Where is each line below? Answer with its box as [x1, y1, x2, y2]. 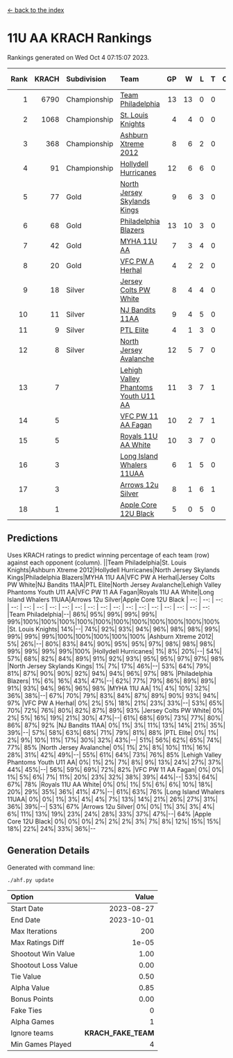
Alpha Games [10, 1016, 55, 1026]
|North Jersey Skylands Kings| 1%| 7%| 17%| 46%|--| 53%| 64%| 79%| [7, 661, 212, 670]
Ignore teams [10, 1028, 54, 1038]
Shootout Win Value [10, 949, 75, 958]
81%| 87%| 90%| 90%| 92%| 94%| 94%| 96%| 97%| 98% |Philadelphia [7, 669, 213, 677]
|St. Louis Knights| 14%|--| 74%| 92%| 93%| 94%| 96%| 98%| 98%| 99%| [7, 624, 221, 633]
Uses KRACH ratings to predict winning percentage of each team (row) [7, 551, 210, 559]
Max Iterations [10, 926, 58, 935]
